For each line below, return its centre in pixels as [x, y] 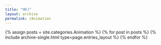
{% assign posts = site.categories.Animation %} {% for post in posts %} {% [81, 32]
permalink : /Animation [28, 18]
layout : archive [21, 14]
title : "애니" [18, 9]
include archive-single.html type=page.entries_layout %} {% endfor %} [76, 37]
